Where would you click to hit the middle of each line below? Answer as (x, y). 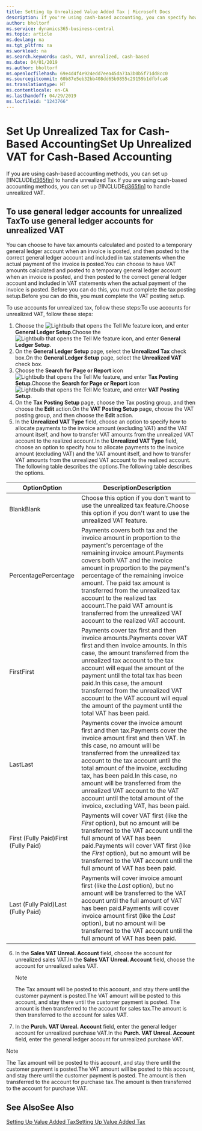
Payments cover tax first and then (129, 631)
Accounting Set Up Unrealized (116, 144)
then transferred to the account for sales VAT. (71, 1015)
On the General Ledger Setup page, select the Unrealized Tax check (100, 351)
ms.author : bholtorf (32, 68)
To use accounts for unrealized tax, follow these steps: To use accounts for (99, 308)
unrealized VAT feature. (114, 520)
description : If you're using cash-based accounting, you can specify (96, 17)
